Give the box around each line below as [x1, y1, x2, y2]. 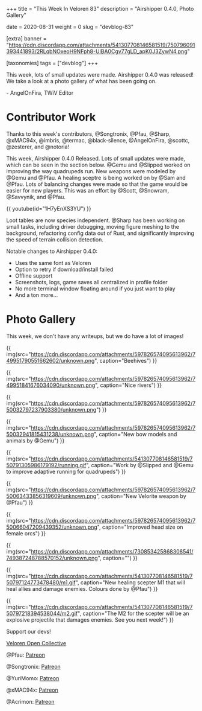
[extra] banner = [6, 35, 47, 42]
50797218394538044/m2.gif [6, 610, 78, 617]
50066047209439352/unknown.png [6, 523, 97, 531]
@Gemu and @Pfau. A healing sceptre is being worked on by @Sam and [6, 174, 186, 181]
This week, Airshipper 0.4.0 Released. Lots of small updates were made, [6, 155, 185, 162]
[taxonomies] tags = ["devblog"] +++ [6, 60, 98, 66]
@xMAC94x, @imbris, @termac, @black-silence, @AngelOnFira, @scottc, [6, 136, 190, 144]
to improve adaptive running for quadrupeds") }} [6, 468, 126, 475]
